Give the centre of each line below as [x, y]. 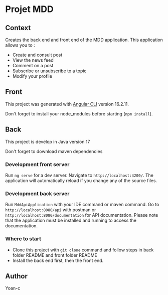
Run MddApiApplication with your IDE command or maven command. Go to [82, 205]
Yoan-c [13, 288]
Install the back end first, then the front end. [58, 260]
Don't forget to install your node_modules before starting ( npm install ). [79, 113]
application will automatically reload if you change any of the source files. [81, 180]
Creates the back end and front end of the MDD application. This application [84, 40]
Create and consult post [37, 55]
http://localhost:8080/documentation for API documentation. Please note [82, 215]
